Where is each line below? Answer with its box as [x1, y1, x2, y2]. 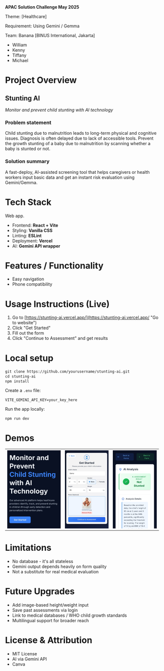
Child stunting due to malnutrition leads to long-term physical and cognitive [5, 130, 157, 136]
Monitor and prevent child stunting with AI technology [5, 107, 113, 113]
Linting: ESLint [12, 232, 42, 238]
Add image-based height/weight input [12, 602, 89, 608]
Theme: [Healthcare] [5, 14, 47, 19]
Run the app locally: [5, 406, 45, 412]
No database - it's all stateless [12, 559, 73, 565]
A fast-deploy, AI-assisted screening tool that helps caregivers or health [5, 169, 150, 175]
